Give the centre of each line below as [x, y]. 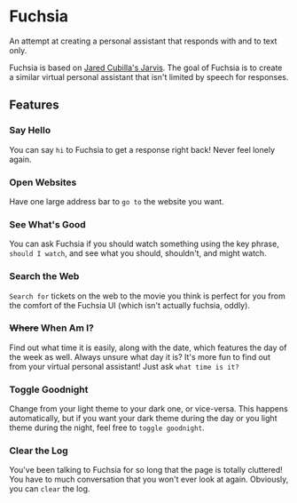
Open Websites [43, 182]
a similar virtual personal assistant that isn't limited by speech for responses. [149, 76]
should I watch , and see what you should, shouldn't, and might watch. [138, 253]
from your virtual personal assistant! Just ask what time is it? [124, 366]
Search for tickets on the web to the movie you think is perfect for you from [147, 296]
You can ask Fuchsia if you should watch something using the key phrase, [144, 244]
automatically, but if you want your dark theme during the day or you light [143, 419]
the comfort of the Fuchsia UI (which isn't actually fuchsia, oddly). [130, 305]
